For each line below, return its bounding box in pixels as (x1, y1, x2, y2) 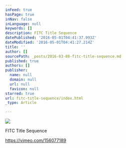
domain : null (9, 77, 37, 82)
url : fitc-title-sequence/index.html (5, 95, 84, 100)
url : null (9, 81, 30, 86)
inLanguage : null (5, 21, 41, 26)
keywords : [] (5, 26, 32, 31)
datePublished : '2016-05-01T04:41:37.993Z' (5, 35, 97, 40)
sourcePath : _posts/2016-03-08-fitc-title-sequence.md (5, 53, 122, 59)
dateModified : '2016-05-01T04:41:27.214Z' (5, 40, 95, 45)
